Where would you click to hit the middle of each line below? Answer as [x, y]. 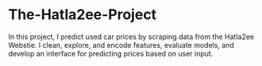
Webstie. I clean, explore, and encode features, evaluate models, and [121, 45]
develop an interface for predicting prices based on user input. [111, 53]
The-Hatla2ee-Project [83, 15]
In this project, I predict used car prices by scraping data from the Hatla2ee [131, 37]
